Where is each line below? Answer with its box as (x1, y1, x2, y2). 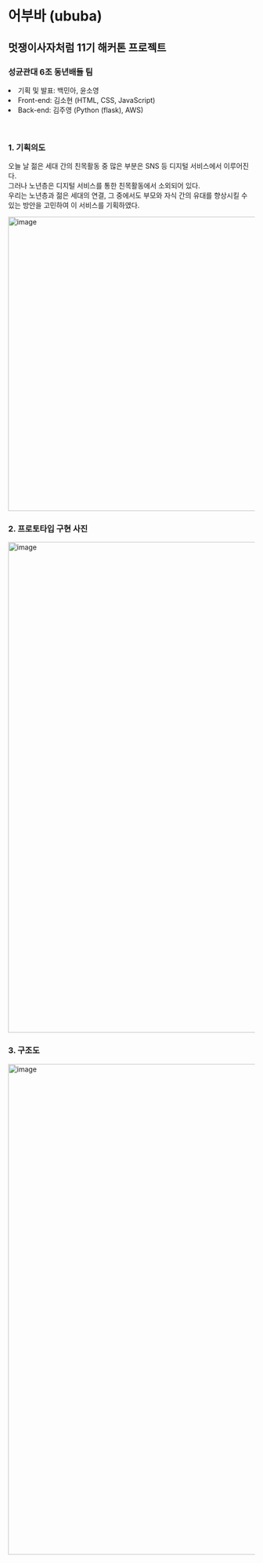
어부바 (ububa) (8, 7, 103, 25)
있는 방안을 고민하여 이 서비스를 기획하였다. (8, 201, 140, 210)
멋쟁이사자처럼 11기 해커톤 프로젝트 (8, 41, 167, 54)
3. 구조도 (8, 1045, 41, 1056)
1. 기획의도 (8, 142, 46, 153)
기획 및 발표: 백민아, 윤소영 (18, 86, 99, 95)
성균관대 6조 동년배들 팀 (8, 66, 93, 77)
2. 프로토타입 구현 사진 (8, 524, 88, 535)
